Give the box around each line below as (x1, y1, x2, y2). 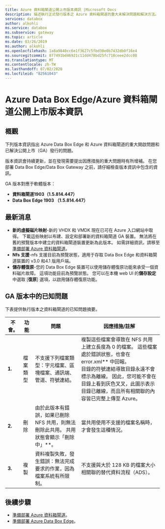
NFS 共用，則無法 (35, 419, 76, 426)
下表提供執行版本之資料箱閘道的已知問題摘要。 (5, 306, 100, 312)
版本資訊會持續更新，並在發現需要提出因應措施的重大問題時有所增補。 (5, 158, 147, 164)
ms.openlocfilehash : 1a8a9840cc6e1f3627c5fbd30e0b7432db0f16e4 (5, 48, 137, 53)
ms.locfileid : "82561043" (5, 71, 58, 76)
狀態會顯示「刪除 (35, 434, 75, 440)
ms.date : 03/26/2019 (5, 39, 48, 44)
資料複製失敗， (35, 450, 70, 457)
